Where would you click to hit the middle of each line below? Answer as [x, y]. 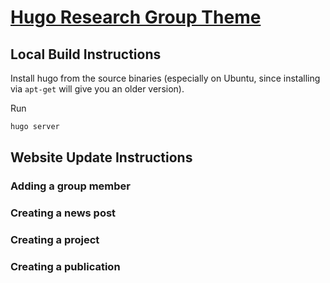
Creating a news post [63, 213]
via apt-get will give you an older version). [97, 89]
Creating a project [55, 240]
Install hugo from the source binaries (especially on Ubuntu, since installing [165, 78]
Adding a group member [70, 186]
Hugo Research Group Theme [136, 17]
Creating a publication [65, 266]
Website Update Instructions [101, 157]
